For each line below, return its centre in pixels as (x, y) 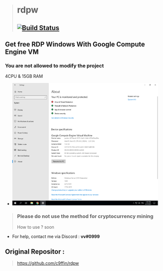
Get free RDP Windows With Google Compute (75, 44)
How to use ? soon (35, 227)
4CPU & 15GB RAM (24, 76)
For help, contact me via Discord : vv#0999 (56, 236)
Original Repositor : (35, 251)
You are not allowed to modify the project (55, 66)
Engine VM (22, 52)
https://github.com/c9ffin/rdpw (48, 263)
